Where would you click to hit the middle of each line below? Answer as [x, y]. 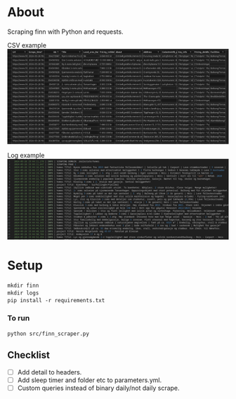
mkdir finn [23, 285]
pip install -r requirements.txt [56, 300]
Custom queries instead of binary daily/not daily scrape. [99, 388]
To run [19, 318]
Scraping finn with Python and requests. [66, 32]
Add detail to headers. [50, 372]
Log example [26, 155]
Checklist [29, 355]
